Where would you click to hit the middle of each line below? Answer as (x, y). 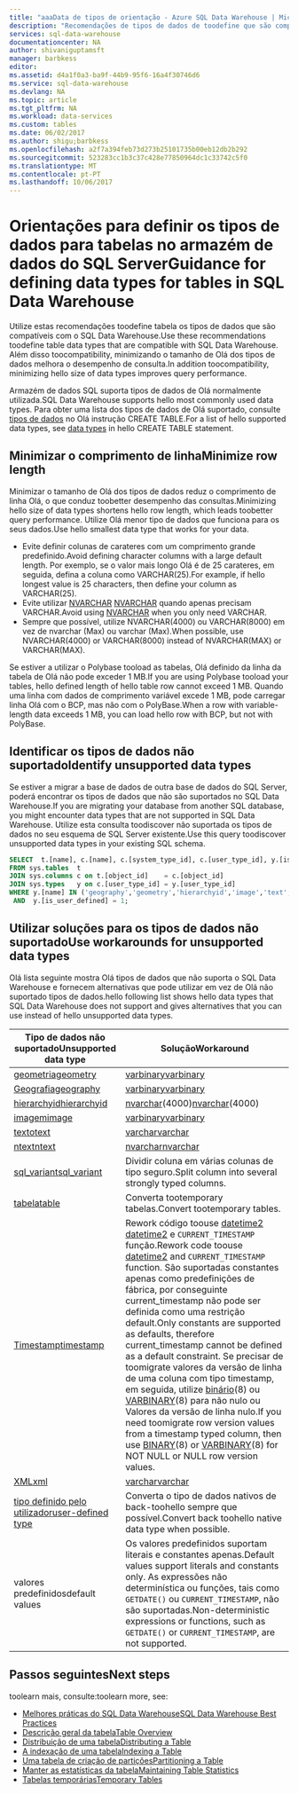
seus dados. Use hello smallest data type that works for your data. (129, 529)
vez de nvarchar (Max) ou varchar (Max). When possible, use (133, 631)
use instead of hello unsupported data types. (91, 1015)
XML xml (31, 1481)
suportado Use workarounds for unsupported (137, 943)
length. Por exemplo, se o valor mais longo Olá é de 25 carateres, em (148, 565)
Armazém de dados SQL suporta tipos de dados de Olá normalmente (135, 390)
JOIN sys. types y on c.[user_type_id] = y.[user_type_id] (123, 885)
